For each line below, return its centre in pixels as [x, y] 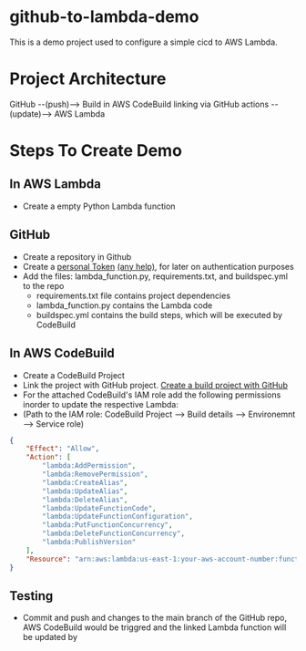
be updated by [50, 637]
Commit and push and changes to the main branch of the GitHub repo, [155, 618]
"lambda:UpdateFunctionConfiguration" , [118, 517]
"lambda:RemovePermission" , [95, 474]
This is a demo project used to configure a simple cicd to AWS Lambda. [143, 42]
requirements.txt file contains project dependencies [133, 295]
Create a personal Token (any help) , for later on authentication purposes [158, 266]
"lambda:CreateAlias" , [85, 482]
